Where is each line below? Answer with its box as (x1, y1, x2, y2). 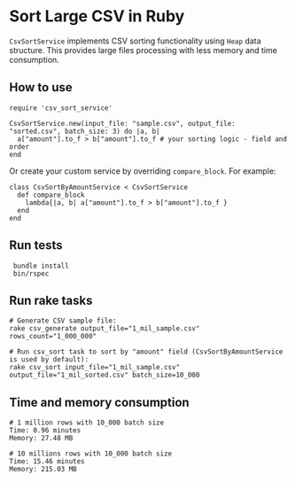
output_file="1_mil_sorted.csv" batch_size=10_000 (9, 370, 200, 380)
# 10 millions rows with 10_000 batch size (9, 449, 173, 458)
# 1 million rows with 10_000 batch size (9, 418, 165, 427)
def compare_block (17, 190, 86, 199)
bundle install (12, 261, 69, 270)
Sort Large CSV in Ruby (9, 6, 185, 27)
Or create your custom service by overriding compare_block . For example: (9, 166, 277, 176)
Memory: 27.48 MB (9, 434, 74, 443)
